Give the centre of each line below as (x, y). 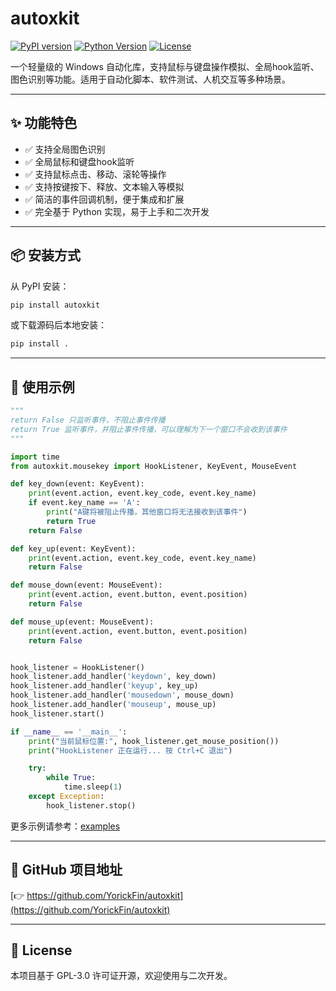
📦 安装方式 (46, 255)
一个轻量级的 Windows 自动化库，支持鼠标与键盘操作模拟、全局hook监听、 (165, 66)
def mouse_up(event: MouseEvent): (82, 622)
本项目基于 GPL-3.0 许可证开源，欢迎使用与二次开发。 (121, 976)
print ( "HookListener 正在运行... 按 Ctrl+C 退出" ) (130, 750)
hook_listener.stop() (91, 805)
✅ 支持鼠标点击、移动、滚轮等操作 (95, 174)
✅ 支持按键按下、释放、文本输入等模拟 (104, 186)
